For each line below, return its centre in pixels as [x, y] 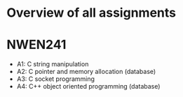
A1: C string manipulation [53, 64]
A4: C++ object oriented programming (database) [88, 87]
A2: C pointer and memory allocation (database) [86, 72]
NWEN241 [36, 45]
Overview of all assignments [91, 13]
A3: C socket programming [56, 79]
